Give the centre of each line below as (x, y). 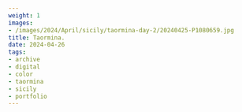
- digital (24, 67)
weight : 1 (24, 15)
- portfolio (28, 96)
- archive (24, 60)
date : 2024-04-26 (37, 45)
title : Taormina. (37, 37)
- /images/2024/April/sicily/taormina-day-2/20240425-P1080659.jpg (121, 30)
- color (21, 74)
